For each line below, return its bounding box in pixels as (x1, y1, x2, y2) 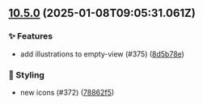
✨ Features (8, 31, 53, 42)
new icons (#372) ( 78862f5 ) (19, 87, 115, 97)
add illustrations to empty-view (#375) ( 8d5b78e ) (19, 48, 184, 59)
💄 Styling (8, 69, 44, 80)
